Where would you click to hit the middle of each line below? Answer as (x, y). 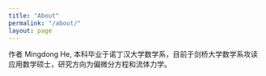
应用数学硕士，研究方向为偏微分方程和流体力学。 (90, 64)
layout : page (30, 30)
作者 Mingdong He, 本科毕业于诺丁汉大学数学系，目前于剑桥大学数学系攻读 (133, 54)
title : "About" (34, 16)
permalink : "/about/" (45, 23)
